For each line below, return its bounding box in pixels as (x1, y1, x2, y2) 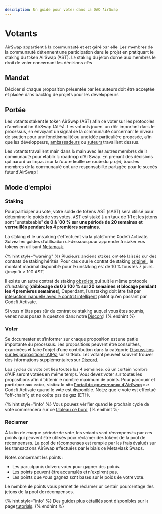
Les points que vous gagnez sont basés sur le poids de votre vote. (12, 474, 145, 480)
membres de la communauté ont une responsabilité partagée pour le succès (5, 164, 157, 170)
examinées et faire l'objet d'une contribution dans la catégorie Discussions (5, 347, 154, 353)
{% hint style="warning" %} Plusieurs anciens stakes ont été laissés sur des (5, 253, 157, 259)
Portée (5, 105, 26, 114)
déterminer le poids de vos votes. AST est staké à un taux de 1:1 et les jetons (5, 214, 158, 220)
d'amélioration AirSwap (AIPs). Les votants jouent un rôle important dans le (5, 124, 155, 129)
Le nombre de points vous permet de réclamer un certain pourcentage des (5, 483, 154, 490)
